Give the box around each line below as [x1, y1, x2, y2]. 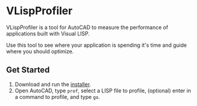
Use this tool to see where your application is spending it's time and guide [6, 41, 187, 49]
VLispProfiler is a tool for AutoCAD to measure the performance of [6, 24, 169, 31]
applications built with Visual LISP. [6, 30, 90, 37]
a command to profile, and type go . [14, 93, 100, 100]
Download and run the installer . [14, 81, 91, 88]
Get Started [6, 65, 50, 75]
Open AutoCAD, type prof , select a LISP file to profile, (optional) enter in [14, 87, 191, 94]
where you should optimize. [6, 47, 74, 54]
